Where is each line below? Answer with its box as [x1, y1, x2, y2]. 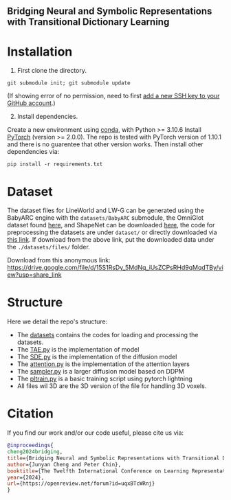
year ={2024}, [7, 474, 45, 481]
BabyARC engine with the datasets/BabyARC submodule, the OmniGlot [7, 214, 204, 222]
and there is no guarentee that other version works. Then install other [7, 140, 204, 148]
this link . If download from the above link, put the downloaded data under [7, 236, 214, 244]
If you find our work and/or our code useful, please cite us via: [7, 429, 184, 437]
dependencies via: [7, 148, 60, 156]
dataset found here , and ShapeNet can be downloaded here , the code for [7, 221, 215, 229]
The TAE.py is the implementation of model [16, 345, 140, 354]
